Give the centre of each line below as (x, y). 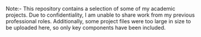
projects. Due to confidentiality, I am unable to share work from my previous (100, 15)
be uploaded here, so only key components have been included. (86, 27)
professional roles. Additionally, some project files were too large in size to (98, 21)
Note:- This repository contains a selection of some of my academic (91, 9)
